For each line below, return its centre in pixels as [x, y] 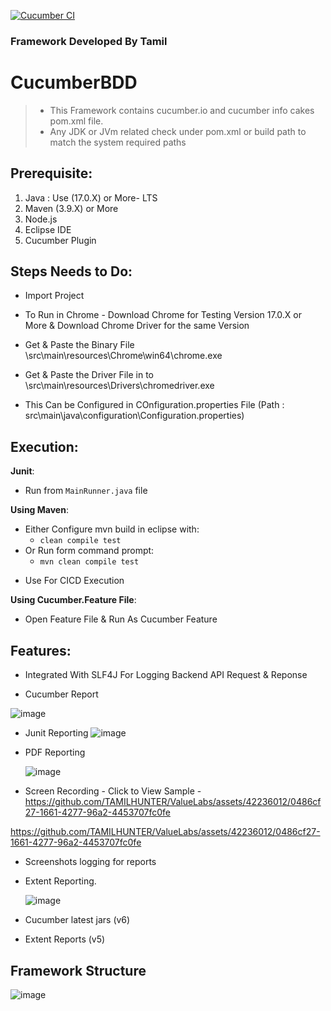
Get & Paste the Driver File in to [89, 375]
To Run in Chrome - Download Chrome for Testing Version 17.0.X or [163, 315]
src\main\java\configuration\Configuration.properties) [134, 416]
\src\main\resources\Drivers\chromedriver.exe [119, 386]
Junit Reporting [56, 733]
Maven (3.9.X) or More [71, 208]
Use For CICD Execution [74, 581]
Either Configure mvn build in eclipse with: [112, 529]
